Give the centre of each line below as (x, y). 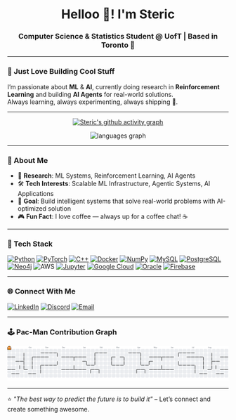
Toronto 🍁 (118, 45)
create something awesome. (48, 409)
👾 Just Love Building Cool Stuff (61, 72)
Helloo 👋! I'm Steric (118, 14)
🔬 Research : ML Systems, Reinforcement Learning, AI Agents (106, 176)
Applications (35, 194)
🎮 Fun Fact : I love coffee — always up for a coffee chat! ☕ (103, 216)
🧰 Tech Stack (30, 244)
